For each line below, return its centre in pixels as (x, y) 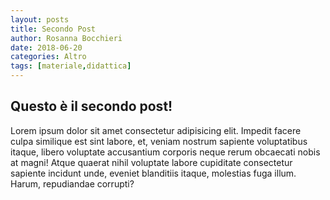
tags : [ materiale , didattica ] (71, 66)
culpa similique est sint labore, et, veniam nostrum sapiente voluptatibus (159, 141)
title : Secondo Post (53, 29)
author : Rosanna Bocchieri (66, 38)
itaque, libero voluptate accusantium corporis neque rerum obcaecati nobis (165, 152)
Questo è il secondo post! (91, 106)
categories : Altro (48, 57)
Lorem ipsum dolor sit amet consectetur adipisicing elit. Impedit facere (156, 130)
